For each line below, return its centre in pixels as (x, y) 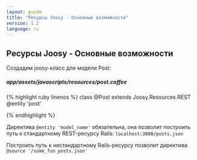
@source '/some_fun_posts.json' (47, 151)
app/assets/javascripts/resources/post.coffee (67, 82)
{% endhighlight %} (31, 115)
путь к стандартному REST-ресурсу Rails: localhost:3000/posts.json (95, 133)
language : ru (23, 29)
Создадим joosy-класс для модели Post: (58, 68)
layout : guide (24, 12)
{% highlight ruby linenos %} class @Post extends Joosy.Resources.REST (98, 97)
